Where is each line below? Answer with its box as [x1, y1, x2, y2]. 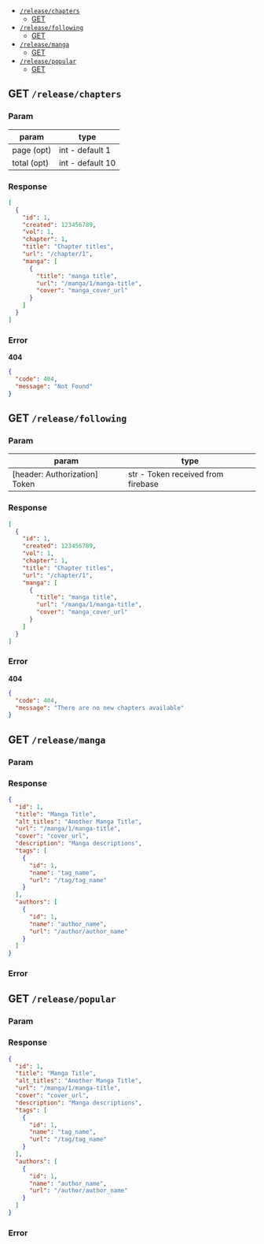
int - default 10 [58, 157, 116, 168]
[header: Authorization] [12, 469, 98, 480]
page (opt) [12, 144, 52, 155]
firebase [128, 479, 159, 490]
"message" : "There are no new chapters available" [15, 704, 185, 711]
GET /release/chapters [8, 87, 122, 101]
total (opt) [12, 157, 49, 168]
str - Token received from [128, 469, 224, 480]
